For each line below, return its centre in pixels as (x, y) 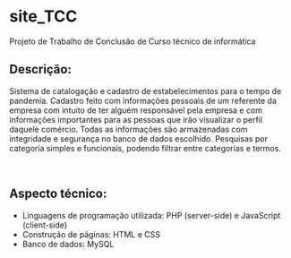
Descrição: (40, 69)
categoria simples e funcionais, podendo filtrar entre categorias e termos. (145, 148)
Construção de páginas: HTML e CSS (91, 234)
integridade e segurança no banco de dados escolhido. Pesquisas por (139, 138)
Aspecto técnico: (58, 194)
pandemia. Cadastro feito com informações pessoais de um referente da (143, 100)
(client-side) (45, 225)
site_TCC (43, 17)
